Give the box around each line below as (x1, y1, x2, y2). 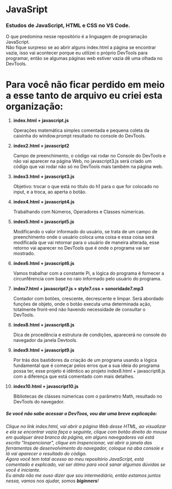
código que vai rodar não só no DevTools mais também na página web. (13, 164, 163, 170)
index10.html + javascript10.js (13, 383, 79, 390)
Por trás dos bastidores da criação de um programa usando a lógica (13, 357, 157, 363)
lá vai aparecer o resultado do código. (6, 451, 87, 457)
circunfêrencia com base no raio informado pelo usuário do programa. (13, 276, 162, 282)
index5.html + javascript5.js (13, 219, 75, 225)
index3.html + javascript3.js (13, 173, 75, 180)
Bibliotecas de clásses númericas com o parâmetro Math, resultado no (13, 393, 163, 399)
